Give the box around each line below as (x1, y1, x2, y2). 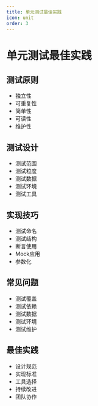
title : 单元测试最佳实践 (6, 9, 62, 15)
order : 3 (6, 20, 29, 26)
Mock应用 (15, 250, 41, 257)
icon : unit (6, 15, 34, 21)
